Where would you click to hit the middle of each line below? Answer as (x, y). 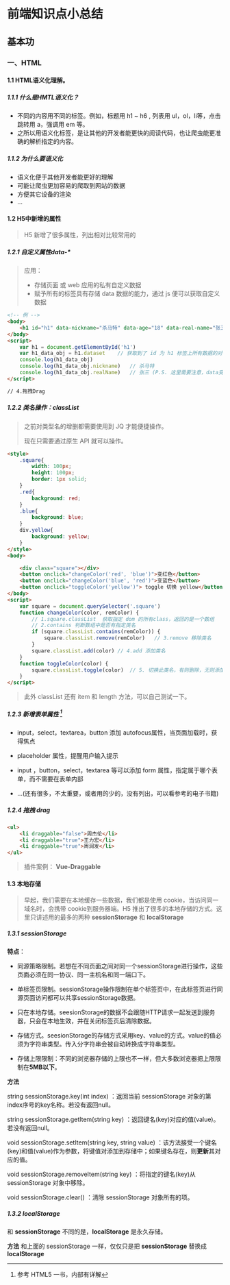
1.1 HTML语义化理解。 (38, 80)
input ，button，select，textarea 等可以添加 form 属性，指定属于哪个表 (117, 770)
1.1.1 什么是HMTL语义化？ (43, 97)
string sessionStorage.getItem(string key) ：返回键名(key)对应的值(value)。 (113, 1119)
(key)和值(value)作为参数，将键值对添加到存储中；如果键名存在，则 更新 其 (111, 1151)
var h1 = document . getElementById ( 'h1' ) (78, 347)
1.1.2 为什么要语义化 (35, 158)
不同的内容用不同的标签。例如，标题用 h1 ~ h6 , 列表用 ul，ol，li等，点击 (119, 116)
